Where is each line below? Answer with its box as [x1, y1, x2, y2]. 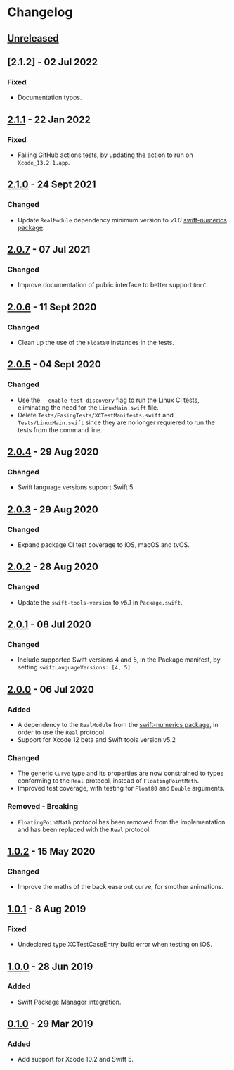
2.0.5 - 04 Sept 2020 [7, 358, 102, 370]
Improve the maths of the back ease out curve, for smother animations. [17, 883, 223, 891]
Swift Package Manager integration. [17, 997, 122, 1006]
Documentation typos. [17, 93, 82, 102]
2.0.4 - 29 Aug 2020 [7, 446, 99, 458]
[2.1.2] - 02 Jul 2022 [7, 56, 98, 68]
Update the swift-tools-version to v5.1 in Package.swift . [17, 598, 183, 606]
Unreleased [7, 32, 60, 44]
